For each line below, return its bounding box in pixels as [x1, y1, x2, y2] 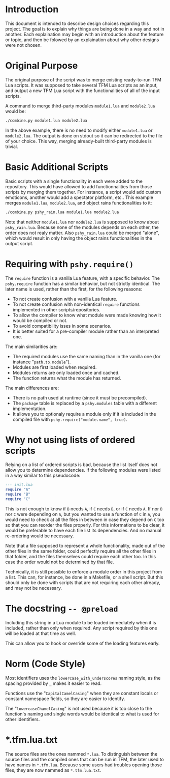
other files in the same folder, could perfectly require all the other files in [5, 548, 156, 554]
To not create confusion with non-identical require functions [12, 301, 140, 307]
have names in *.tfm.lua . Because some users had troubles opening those [5, 762, 162, 768]
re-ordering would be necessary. [5, 533, 74, 539]
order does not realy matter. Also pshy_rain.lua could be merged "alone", [5, 229, 159, 236]
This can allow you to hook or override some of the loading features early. [5, 640, 160, 646]
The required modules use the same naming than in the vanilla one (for [12, 353, 161, 359]
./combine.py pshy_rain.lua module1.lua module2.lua [5, 210, 119, 215]
